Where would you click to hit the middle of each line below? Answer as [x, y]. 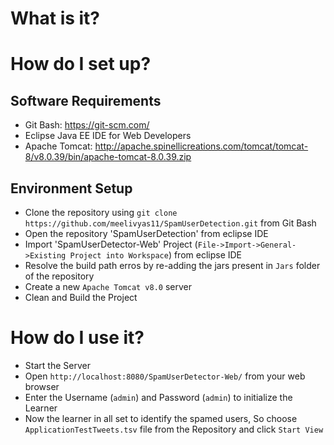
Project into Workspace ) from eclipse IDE [156, 255]
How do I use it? [77, 338]
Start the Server [57, 365]
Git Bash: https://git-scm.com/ [87, 125]
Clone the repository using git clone [101, 212]
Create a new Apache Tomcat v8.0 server [108, 286]
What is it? [55, 18]
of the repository [59, 276]
